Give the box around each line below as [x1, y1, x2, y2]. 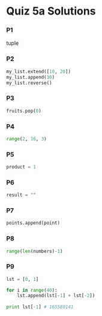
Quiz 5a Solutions [6, 4, 96, 18]
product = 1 [6, 164, 36, 170]
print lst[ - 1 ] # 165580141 [6, 304, 74, 310]
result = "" [6, 192, 36, 198]
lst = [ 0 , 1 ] [6, 276, 39, 282]
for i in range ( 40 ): [6, 287, 58, 293]
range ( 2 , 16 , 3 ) [6, 136, 47, 142]
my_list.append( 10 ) [6, 74, 55, 80]
